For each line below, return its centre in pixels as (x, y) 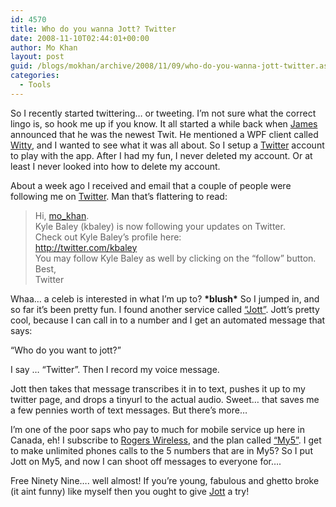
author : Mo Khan (44, 47)
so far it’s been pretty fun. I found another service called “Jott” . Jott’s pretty (165, 309)
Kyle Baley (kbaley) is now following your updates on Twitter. (160, 226)
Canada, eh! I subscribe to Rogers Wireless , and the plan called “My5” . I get (166, 440)
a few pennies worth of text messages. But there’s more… (129, 410)
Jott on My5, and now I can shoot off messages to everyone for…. (146, 461)
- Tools (35, 85)
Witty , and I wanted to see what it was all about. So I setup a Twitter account (167, 145)
